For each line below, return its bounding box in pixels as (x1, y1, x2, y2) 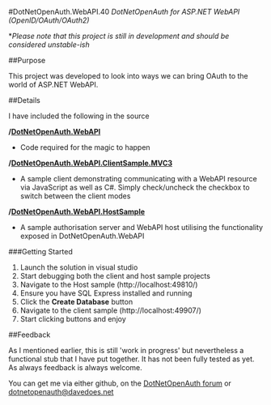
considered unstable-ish (8, 40, 91, 49)
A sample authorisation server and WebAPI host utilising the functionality (19, 223, 264, 232)
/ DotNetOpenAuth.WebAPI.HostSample (8, 207, 146, 216)
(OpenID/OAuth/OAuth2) (8, 15, 90, 25)
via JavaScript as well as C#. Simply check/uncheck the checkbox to (19, 182, 250, 192)
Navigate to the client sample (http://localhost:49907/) (19, 305, 202, 315)
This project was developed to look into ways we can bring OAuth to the (8, 71, 248, 80)
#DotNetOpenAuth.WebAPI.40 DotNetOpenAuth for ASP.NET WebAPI (8, 7, 240, 16)
